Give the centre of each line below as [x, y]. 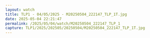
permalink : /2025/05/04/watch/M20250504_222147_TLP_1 [63, 23]
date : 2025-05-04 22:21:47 [33, 19]
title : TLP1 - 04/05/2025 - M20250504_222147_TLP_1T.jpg [66, 14]
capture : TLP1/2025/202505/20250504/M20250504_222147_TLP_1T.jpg [75, 28]
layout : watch [20, 10]
